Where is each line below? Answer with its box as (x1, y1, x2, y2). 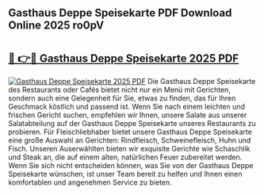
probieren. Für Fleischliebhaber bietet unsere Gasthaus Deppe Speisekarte (8, 127, 252, 136)
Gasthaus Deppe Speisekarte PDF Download (8, 6, 232, 20)
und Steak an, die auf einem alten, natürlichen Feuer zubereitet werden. (8, 152, 243, 162)
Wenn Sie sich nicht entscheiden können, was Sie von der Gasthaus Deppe (8, 161, 254, 170)
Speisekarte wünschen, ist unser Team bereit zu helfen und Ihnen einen (8, 170, 243, 178)
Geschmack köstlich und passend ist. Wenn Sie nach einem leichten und (8, 102, 246, 111)
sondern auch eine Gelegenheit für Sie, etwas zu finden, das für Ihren (8, 94, 236, 102)
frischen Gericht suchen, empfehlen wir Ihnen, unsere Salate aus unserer (8, 110, 247, 120)
